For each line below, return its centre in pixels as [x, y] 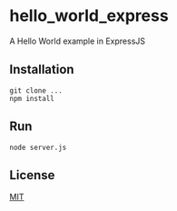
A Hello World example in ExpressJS [78, 41]
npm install [32, 98]
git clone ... [36, 90]
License [32, 175]
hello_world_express [89, 16]
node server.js [38, 147]
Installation [42, 70]
